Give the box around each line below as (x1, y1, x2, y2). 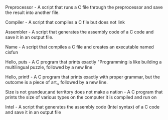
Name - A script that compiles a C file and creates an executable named (5, 44, 154, 49)
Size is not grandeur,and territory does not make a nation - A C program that (5, 89, 163, 94)
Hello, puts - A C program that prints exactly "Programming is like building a (5, 59, 162, 64)
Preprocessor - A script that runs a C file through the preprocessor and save (5, 4, 163, 10)
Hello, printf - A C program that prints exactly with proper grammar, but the (5, 74, 160, 79)
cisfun (5, 49, 19, 55)
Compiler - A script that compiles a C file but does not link (5, 19, 125, 25)
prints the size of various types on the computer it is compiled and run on (5, 94, 157, 100)
